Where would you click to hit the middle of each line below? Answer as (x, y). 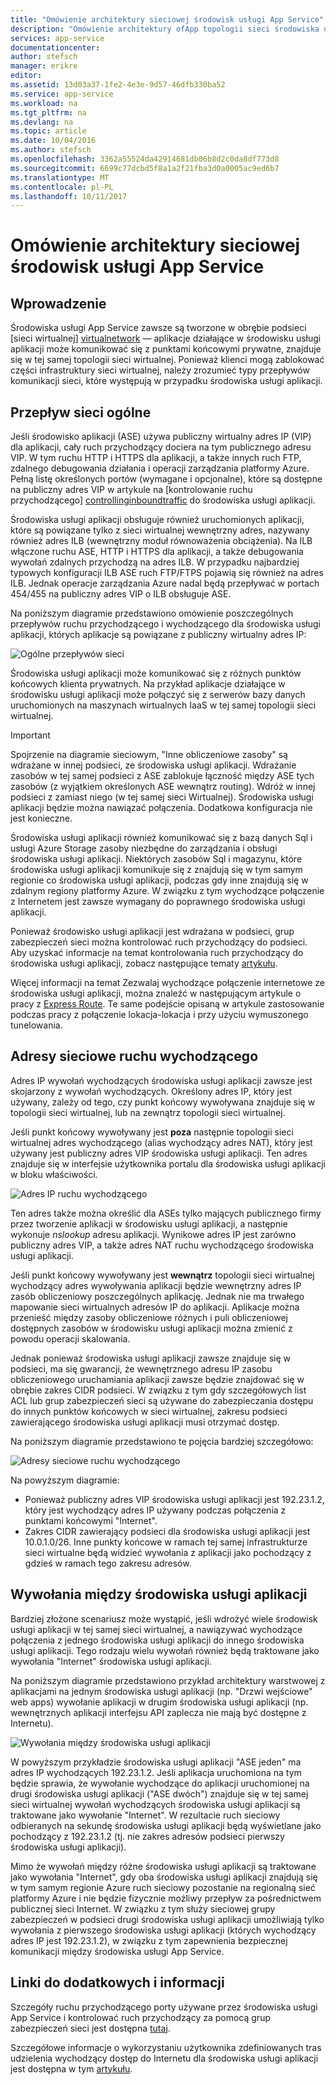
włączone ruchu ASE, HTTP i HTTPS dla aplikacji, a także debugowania (157, 552)
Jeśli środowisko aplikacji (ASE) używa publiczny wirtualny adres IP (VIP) (161, 437)
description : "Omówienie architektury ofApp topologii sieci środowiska (165, 29)
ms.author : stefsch (51, 150)
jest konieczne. (41, 818)
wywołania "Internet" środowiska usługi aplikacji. (111, 1661)
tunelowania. (36, 1025)
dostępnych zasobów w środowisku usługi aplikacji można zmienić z (151, 1328)
